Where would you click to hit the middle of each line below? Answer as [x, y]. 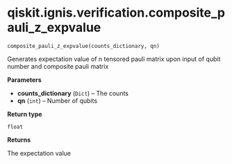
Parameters [24, 80]
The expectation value [39, 153]
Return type [25, 114]
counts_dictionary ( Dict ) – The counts [73, 93]
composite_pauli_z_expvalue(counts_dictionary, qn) [83, 46]
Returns [19, 140]
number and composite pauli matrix [58, 66]
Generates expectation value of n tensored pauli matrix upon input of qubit [114, 59]
